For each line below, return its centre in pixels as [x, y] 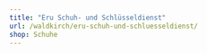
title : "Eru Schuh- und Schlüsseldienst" [88, 18]
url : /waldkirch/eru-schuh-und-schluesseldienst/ [104, 26]
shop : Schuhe [34, 34]
